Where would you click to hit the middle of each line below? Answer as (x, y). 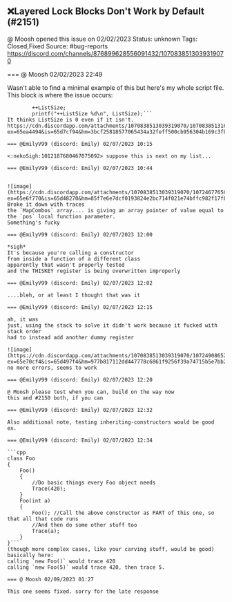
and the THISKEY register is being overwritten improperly (94, 271)
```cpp (17, 452)
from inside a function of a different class (74, 258)
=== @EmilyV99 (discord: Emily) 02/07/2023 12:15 (80, 307)
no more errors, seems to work (52, 368)
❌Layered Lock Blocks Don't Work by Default (106, 11)
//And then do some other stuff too (85, 525)
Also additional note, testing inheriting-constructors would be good (111, 422)
